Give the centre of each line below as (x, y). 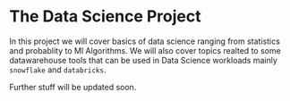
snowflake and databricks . (58, 70)
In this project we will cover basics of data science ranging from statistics (145, 41)
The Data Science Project (105, 17)
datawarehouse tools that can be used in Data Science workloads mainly (143, 60)
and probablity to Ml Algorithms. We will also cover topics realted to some (145, 50)
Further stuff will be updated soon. (73, 87)
